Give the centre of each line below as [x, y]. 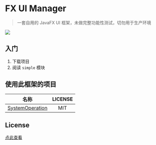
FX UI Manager [36, 9]
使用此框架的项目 [31, 84]
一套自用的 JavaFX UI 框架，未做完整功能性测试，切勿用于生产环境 [84, 22]
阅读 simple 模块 [29, 67]
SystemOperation [28, 108]
